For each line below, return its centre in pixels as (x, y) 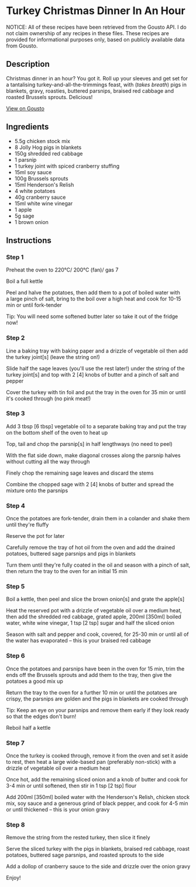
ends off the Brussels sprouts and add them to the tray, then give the (89, 675)
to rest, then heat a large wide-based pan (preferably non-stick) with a (91, 762)
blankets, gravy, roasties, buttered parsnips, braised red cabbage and (90, 91)
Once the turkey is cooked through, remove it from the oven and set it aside (97, 756)
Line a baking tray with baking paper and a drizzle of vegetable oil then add (97, 351)
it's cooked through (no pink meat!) (49, 398)
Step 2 (16, 338)
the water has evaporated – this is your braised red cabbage (78, 641)
